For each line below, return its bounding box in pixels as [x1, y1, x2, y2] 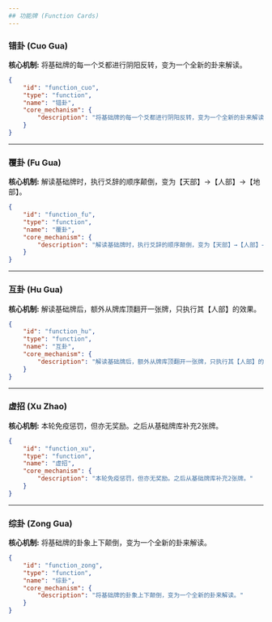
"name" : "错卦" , [23, 99, 75, 107]
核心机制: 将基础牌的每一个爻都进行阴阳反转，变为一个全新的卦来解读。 [8, 60, 247, 70]
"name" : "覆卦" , [23, 226, 75, 234]
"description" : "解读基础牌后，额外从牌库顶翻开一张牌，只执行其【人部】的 [37, 358, 265, 366]
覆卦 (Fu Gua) [8, 157, 62, 168]
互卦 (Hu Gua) [8, 284, 63, 295]
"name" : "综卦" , [23, 576, 75, 585]
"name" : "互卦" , [23, 343, 75, 351]
